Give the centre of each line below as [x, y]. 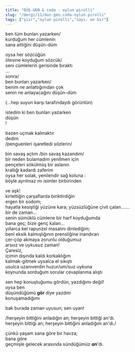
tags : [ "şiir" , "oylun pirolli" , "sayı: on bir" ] [57, 19]
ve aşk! [13, 191]
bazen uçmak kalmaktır [30, 133]
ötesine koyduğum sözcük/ [34, 60]
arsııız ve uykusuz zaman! [32, 245]
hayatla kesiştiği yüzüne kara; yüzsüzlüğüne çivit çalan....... [68, 207]
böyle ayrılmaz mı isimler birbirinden [43, 181]
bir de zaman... [21, 213]
